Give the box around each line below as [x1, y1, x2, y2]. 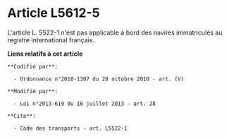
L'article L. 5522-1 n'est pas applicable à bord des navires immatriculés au [7, 28, 223, 37]
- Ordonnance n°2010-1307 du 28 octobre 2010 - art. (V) [13, 75, 185, 83]
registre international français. [7, 35, 95, 44]
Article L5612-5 [7, 5, 100, 21]
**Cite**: [7, 112, 37, 119]
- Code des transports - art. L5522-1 [13, 125, 128, 132]
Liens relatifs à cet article [7, 49, 83, 58]
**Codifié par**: [7, 63, 58, 70]
